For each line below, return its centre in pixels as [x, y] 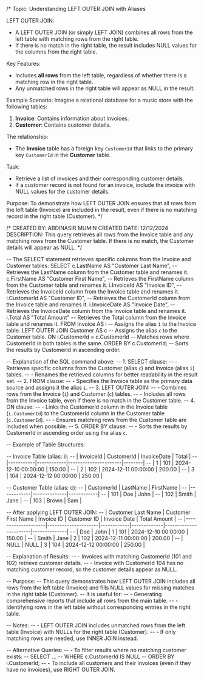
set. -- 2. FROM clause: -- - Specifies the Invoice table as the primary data [100, 381]
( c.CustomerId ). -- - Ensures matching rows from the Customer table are [97, 420]
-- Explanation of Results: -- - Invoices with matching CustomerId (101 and [99, 556]
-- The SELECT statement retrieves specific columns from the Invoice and [99, 259]
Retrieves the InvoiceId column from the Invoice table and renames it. [93, 291]
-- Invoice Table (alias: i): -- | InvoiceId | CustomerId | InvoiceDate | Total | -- [102, 456]
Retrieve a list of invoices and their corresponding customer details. [100, 178]
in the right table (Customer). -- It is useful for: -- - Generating [84, 594]
